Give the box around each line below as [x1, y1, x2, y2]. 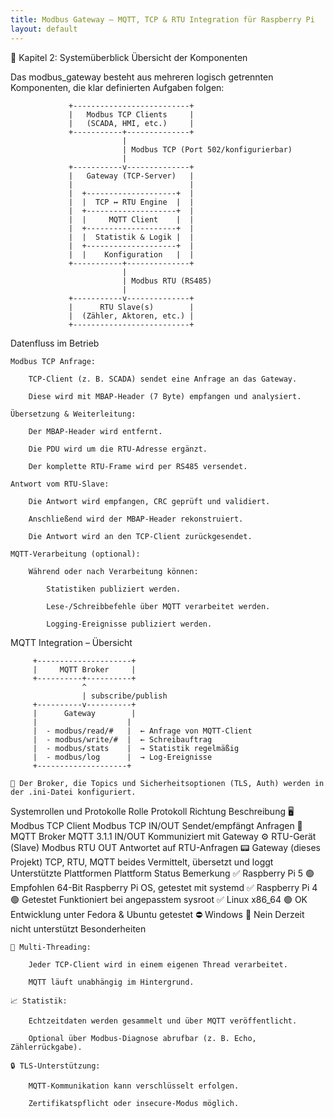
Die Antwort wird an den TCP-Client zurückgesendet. [28, 531, 253, 541]
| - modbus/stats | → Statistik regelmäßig [32, 743, 240, 753]
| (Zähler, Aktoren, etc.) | [68, 311, 195, 321]
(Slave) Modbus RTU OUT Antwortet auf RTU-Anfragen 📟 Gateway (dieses [10, 841, 321, 853]
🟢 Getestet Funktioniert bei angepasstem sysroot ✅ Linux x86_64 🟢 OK [10, 893, 308, 905]
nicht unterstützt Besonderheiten [10, 922, 147, 935]
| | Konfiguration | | [68, 249, 195, 260]
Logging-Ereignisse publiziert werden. [46, 619, 213, 629]
